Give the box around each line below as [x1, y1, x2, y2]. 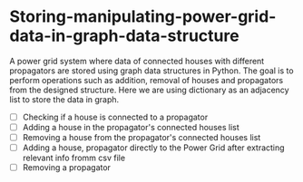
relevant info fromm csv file [22, 152, 125, 164]
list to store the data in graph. [9, 93, 120, 105]
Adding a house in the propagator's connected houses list [22, 122, 240, 132]
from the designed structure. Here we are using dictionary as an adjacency [9, 84, 289, 95]
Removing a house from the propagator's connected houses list [22, 132, 261, 143]
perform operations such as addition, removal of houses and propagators [9, 74, 284, 85]
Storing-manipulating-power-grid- [9, 6, 277, 27]
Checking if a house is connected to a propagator [22, 111, 209, 122]
